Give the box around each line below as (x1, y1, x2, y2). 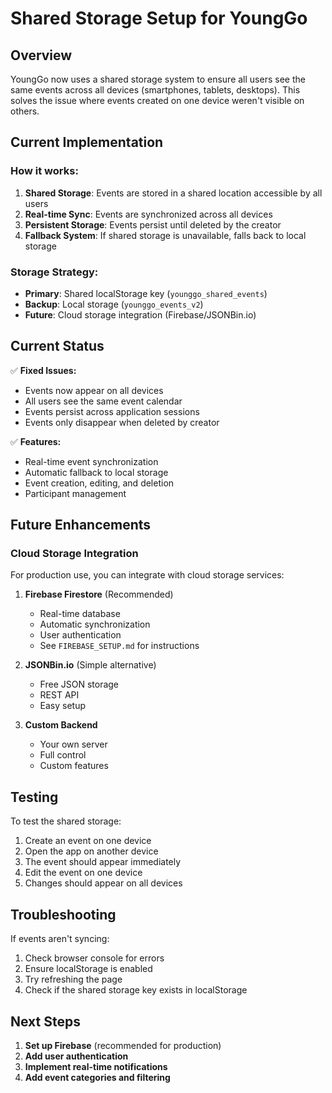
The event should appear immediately (24, 856, 182, 868)
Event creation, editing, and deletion (24, 477, 175, 489)
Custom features (39, 760, 109, 772)
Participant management (24, 487, 127, 499)
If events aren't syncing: (10, 933, 110, 945)
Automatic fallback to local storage (24, 466, 169, 478)
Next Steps (10, 1013, 81, 1030)
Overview (10, 47, 73, 64)
